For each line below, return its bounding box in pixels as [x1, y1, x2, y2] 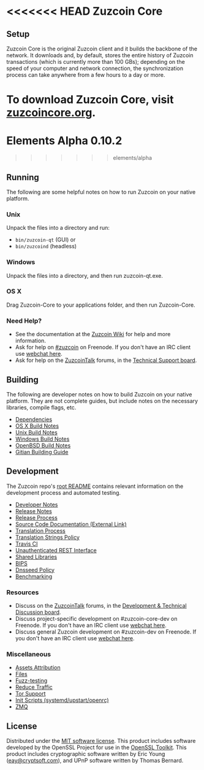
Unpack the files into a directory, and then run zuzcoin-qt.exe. [6, 272, 164, 279]
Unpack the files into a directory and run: [6, 224, 110, 232]
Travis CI [15, 540, 38, 548]
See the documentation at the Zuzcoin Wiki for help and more [15, 331, 171, 338]
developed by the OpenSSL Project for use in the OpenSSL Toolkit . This [6, 744, 187, 751]
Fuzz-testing [15, 677, 48, 685]
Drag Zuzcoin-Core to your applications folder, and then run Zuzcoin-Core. [6, 301, 195, 308]
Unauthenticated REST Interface [15, 546, 97, 554]
